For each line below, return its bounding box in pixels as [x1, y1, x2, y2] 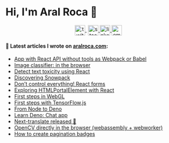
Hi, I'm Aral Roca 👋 [5, 5, 98, 19]
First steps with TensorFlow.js [14, 99, 87, 107]
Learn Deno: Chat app [14, 112, 68, 119]
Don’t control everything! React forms [14, 81, 105, 88]
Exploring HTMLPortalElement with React [14, 87, 114, 94]
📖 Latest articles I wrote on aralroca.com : [5, 42, 108, 49]
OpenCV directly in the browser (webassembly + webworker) [14, 124, 163, 131]
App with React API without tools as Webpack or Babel [14, 55, 147, 62]
